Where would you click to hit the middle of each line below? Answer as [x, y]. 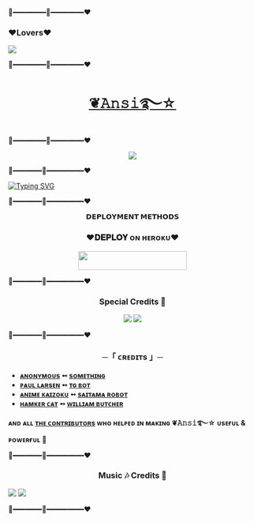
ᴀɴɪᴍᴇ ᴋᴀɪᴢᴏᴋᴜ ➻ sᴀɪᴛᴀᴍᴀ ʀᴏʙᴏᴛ [74, 394]
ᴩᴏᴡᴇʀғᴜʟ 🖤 [28, 439]
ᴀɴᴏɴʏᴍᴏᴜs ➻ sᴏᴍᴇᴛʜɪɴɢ [62, 375]
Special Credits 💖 [133, 302]
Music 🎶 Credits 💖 [133, 475]
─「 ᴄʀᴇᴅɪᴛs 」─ [133, 357]
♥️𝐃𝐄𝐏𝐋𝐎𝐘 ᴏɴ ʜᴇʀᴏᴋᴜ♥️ [133, 238]
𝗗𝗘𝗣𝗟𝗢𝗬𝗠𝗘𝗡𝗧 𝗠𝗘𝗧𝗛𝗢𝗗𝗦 [133, 216]
